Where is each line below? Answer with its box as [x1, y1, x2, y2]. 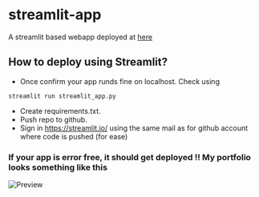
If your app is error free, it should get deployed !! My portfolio [8, 151, 251, 163]
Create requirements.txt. [19, 106, 102, 115]
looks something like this [8, 162, 108, 173]
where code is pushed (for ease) [19, 131, 128, 141]
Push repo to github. [19, 115, 88, 124]
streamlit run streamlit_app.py [8, 92, 116, 100]
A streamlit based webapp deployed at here [8, 32, 153, 42]
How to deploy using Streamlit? [8, 55, 168, 69]
